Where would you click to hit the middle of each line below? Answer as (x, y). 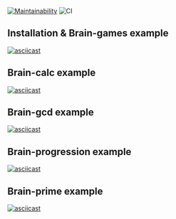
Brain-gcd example (51, 113)
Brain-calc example (52, 73)
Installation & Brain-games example (88, 33)
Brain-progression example (69, 152)
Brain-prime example (55, 191)
